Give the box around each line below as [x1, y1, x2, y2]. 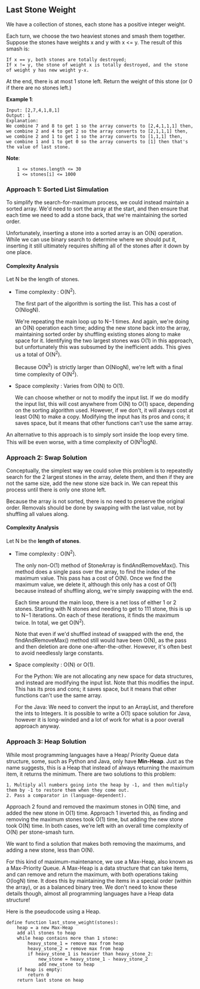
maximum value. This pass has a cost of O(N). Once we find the [14, 574, 172, 581]
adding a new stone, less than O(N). [6, 846, 94, 854]
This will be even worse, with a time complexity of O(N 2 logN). [6, 437, 158, 445]
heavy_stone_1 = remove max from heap [27, 940, 124, 946]
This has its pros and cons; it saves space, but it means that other [14, 686, 177, 693]
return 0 [27, 972, 50, 978]
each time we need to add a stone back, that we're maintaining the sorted [6, 212, 187, 219]
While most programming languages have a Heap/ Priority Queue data [6, 751, 179, 758]
